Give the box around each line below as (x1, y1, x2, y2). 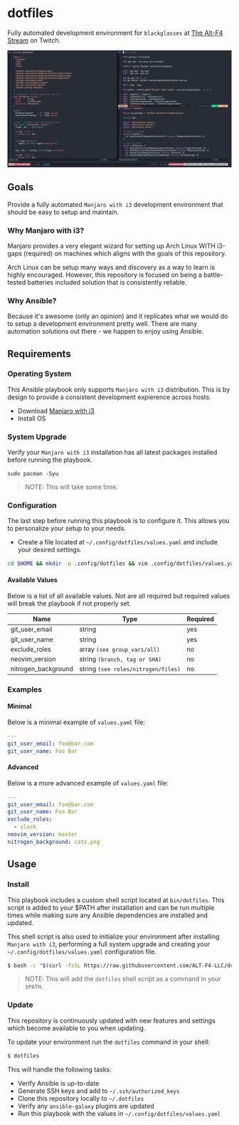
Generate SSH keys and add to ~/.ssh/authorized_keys (17, 1087, 180, 1095)
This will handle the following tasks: (7, 1065, 112, 1074)
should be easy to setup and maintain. (7, 208, 119, 216)
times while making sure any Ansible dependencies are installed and (7, 911, 208, 919)
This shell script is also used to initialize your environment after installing (7, 932, 220, 941)
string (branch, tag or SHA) (79, 655, 162, 663)
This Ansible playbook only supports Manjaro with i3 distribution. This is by (7, 385, 230, 394)
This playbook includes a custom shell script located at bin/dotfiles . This (7, 895, 225, 904)
